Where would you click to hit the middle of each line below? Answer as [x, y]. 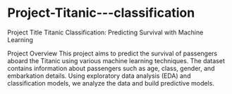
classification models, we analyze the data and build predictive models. [111, 83]
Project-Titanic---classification [101, 13]
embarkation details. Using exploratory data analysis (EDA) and [99, 76]
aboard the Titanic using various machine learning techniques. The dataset [116, 60]
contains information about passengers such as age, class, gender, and [111, 68]
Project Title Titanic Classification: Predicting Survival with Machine [105, 32]
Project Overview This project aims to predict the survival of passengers [112, 53]
